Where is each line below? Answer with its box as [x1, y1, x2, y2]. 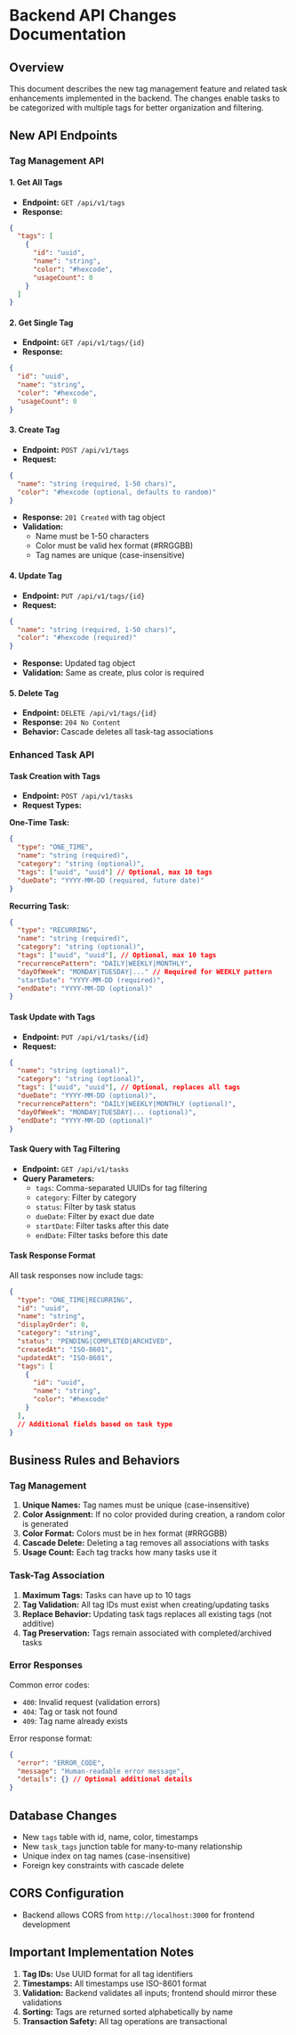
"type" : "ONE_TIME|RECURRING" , [17, 1295, 133, 1304]
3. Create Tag [9, 424, 60, 435]
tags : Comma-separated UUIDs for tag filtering [35, 1182, 207, 1193]
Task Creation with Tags [9, 770, 100, 781]
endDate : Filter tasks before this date [35, 1229, 169, 1240]
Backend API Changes [9, 5, 177, 26]
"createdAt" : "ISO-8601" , [17, 1345, 114, 1354]
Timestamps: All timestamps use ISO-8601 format [21, 1978, 207, 1989]
